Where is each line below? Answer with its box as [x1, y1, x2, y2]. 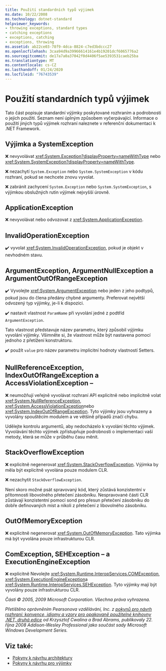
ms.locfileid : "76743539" [5, 72, 58, 77]
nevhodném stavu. [5, 252, 43, 258]
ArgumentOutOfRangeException [5, 274, 108, 283]
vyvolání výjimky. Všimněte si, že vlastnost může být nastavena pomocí [5, 332, 151, 338]
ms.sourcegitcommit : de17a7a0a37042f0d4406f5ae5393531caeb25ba [5, 53, 139, 59]
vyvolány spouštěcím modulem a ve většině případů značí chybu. [5, 413, 139, 420]
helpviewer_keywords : [5, 21, 50, 26]
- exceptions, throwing [5, 40, 55, 45]
